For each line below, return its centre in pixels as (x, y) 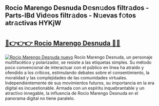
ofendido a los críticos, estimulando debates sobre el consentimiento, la (77, 73)
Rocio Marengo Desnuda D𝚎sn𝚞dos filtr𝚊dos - (77, 8)
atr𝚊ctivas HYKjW (33, 23)
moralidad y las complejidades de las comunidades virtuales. (66, 78)
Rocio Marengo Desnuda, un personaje (113, 57)
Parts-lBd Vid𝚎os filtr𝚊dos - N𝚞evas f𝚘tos (70, 16)
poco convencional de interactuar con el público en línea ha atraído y (74, 68)
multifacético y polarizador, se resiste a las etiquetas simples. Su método (78, 62)
